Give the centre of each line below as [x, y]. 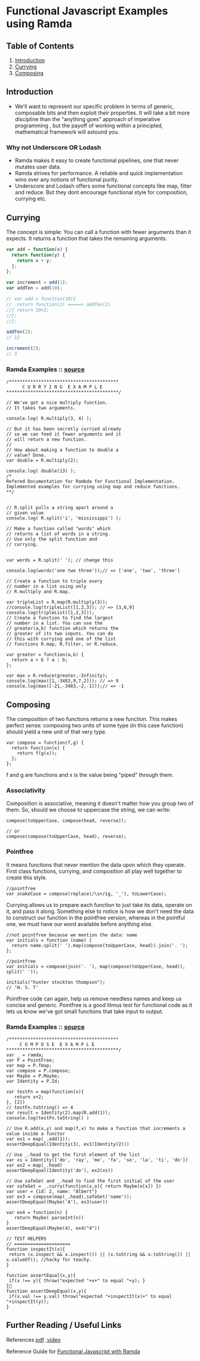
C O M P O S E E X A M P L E [57, 1044]
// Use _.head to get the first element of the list [73, 1155]
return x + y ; [34, 260]
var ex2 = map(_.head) [34, 1165]
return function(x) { [39, 748]
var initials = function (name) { [49, 940]
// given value [25, 513]
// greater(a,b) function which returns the [62, 629]
